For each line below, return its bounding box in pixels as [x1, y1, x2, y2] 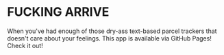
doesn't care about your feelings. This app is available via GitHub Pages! [7, 34, 212, 42]
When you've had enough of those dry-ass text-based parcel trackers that [7, 27, 217, 35]
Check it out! [7, 41, 43, 49]
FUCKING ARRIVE [7, 4, 110, 20]
